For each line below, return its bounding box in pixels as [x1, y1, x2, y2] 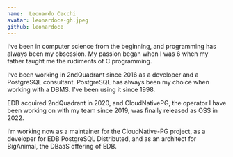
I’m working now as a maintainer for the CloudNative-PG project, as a [7, 127, 206, 136]
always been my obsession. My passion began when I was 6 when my [7, 50, 209, 58]
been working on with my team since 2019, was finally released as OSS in [7, 106, 218, 115]
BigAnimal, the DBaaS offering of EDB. [7, 142, 117, 151]
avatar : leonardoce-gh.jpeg [7, 17, 89, 24]
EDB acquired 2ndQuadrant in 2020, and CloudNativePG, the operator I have [7, 99, 227, 107]
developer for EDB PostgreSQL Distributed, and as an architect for [7, 135, 197, 143]
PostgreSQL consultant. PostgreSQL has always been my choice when [7, 78, 210, 87]
